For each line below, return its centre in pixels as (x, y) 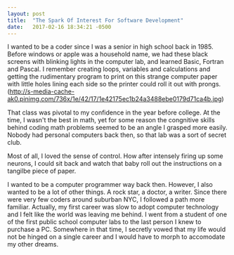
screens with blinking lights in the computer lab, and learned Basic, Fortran (116, 62)
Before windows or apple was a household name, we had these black (108, 54)
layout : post (26, 14)
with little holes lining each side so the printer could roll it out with (102, 84)
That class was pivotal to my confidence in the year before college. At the (114, 112)
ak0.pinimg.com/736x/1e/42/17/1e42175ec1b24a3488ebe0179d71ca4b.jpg (115, 99)
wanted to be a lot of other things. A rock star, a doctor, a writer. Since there (117, 192)
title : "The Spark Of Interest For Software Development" (96, 20)
